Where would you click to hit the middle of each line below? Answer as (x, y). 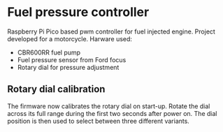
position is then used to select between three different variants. (99, 121)
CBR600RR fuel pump (49, 52)
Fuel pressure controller (78, 12)
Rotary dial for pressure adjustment (68, 67)
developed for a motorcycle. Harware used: (70, 38)
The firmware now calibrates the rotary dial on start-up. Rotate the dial (109, 106)
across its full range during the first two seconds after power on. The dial (112, 113)
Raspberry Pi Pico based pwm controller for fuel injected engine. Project (111, 31)
